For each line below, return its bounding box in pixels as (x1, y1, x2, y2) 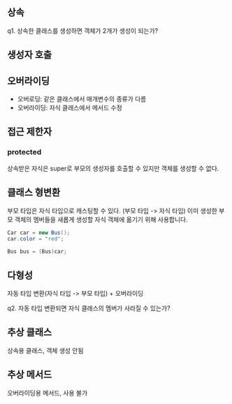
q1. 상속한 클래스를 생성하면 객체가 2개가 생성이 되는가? (7, 27, 159, 35)
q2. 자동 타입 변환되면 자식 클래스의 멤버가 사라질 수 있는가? (7, 303, 171, 312)
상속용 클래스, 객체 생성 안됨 (7, 346, 84, 354)
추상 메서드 (7, 369, 52, 381)
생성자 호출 (7, 49, 52, 61)
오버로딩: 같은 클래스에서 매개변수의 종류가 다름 (17, 95, 147, 103)
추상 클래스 (7, 326, 52, 338)
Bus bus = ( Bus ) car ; (7, 248, 68, 255)
